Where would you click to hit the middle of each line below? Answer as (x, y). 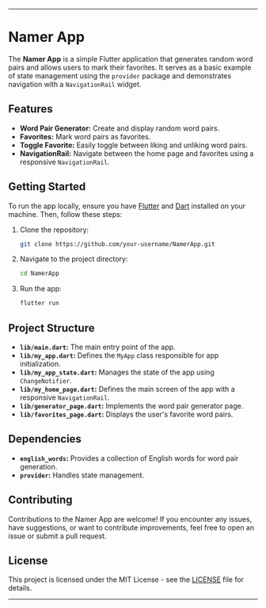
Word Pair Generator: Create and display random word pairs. (120, 128)
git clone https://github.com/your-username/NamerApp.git (117, 244)
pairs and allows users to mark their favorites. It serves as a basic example (130, 67)
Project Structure (51, 328)
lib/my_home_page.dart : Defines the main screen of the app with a (127, 389)
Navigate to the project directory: (74, 259)
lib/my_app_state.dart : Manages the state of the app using (117, 372)
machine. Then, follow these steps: (65, 214)
